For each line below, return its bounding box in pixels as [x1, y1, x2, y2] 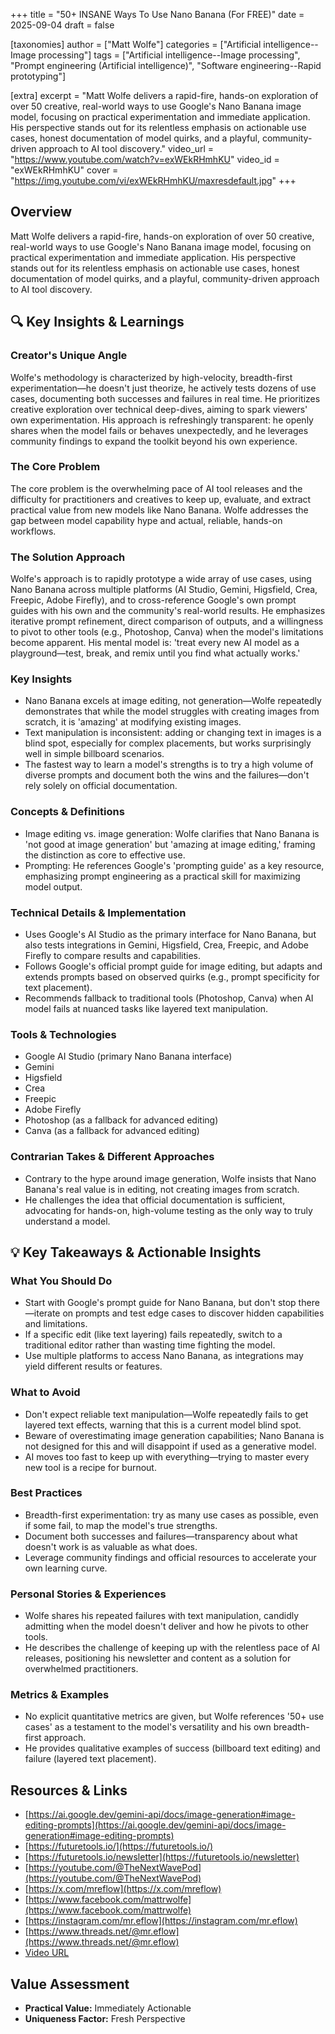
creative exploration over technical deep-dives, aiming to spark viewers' [10, 403, 308, 415]
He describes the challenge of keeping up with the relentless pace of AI [24, 1642, 321, 1654]
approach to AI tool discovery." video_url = [38, 143, 215, 154]
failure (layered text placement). [24, 1753, 157, 1765]
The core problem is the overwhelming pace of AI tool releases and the [10, 482, 303, 494]
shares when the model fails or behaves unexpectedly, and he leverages [10, 424, 309, 436]
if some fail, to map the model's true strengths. [24, 1519, 218, 1531]
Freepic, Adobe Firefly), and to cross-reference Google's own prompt [10, 594, 297, 606]
